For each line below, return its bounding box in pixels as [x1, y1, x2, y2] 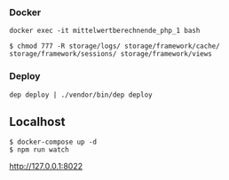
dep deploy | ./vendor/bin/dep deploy [9, 90, 153, 99]
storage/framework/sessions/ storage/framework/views [9, 50, 213, 59]
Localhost [9, 113, 66, 129]
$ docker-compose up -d [9, 137, 98, 147]
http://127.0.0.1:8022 [9, 161, 83, 172]
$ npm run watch [9, 145, 69, 154]
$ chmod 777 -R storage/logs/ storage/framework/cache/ [9, 42, 220, 51]
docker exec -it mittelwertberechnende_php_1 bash [9, 27, 201, 35]
